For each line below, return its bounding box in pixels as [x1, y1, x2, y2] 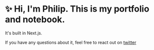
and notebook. [5, 14, 65, 25]
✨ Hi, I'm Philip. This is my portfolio [5, 3, 150, 15]
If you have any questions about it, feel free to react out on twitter [5, 39, 137, 45]
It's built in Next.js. [5, 30, 42, 36]
